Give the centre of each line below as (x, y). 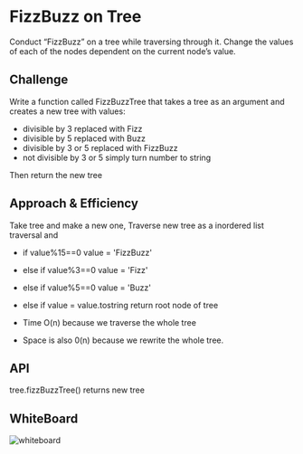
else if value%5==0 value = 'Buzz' (87, 288)
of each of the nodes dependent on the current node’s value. (123, 51)
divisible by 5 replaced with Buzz (84, 138)
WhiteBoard (44, 418)
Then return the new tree (56, 175)
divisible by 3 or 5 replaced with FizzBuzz (100, 147)
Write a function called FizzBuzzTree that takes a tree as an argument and (147, 101)
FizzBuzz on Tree (76, 17)
